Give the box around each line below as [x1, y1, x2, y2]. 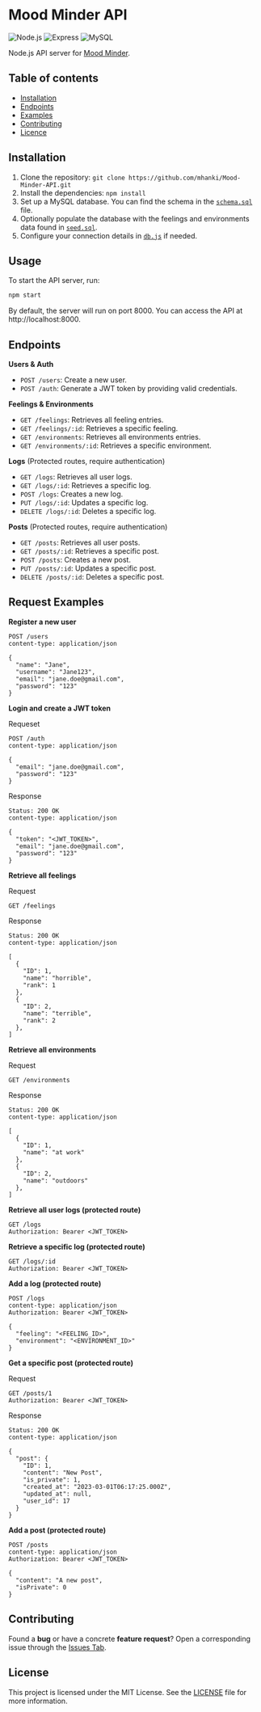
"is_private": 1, [23, 1475, 82, 1484]
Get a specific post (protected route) [8, 1358, 133, 1368]
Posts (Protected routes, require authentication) [8, 522, 168, 532]
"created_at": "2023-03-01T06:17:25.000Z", [23, 1482, 172, 1491]
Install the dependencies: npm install [19, 188, 146, 197]
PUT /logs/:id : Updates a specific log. [19, 498, 149, 508]
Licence [19, 127, 47, 137]
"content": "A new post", [15, 1576, 103, 1584]
